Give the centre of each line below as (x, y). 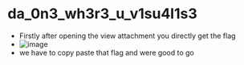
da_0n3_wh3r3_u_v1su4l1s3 (102, 14)
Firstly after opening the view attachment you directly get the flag (127, 36)
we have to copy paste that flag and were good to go (106, 52)
